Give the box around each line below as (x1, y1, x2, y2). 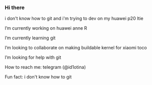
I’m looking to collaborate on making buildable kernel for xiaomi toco (5, 45, 147, 51)
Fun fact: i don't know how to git (5, 74, 72, 80)
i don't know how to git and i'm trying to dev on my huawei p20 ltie (5, 16, 143, 22)
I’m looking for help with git (5, 54, 62, 60)
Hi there (5, 4, 25, 11)
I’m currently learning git (5, 35, 56, 41)
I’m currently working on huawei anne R (5, 25, 87, 31)
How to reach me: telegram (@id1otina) (5, 64, 86, 70)
